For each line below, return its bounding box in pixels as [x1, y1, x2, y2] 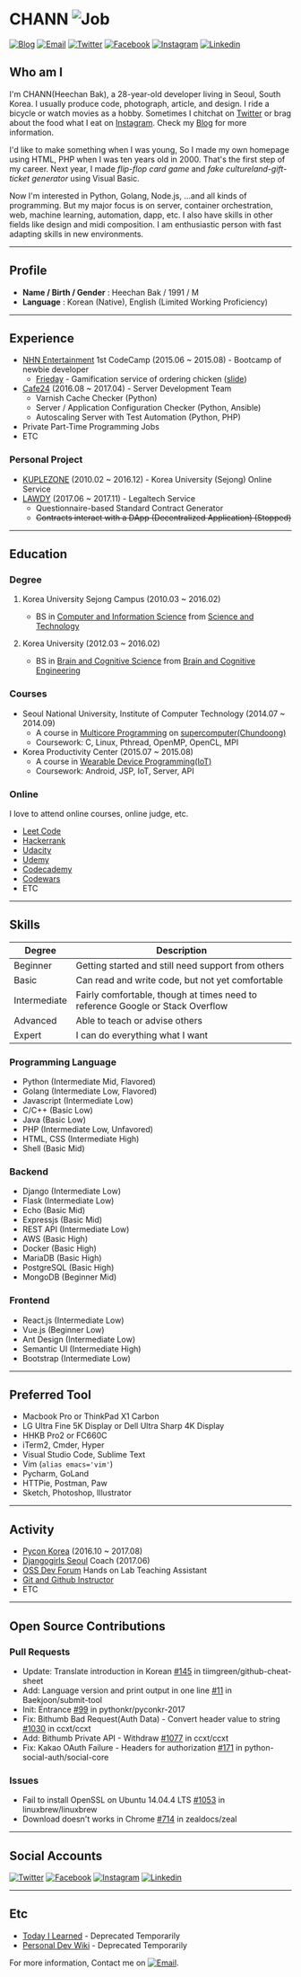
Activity [9, 1521, 56, 1537]
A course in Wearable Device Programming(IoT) [35, 756, 212, 767]
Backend [9, 1165, 49, 1177]
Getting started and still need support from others [75, 959, 285, 971]
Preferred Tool [9, 1387, 91, 1403]
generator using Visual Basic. [30, 173, 141, 183]
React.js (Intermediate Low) [21, 1315, 125, 1325]
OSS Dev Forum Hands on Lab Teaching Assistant [21, 1565, 208, 1576]
